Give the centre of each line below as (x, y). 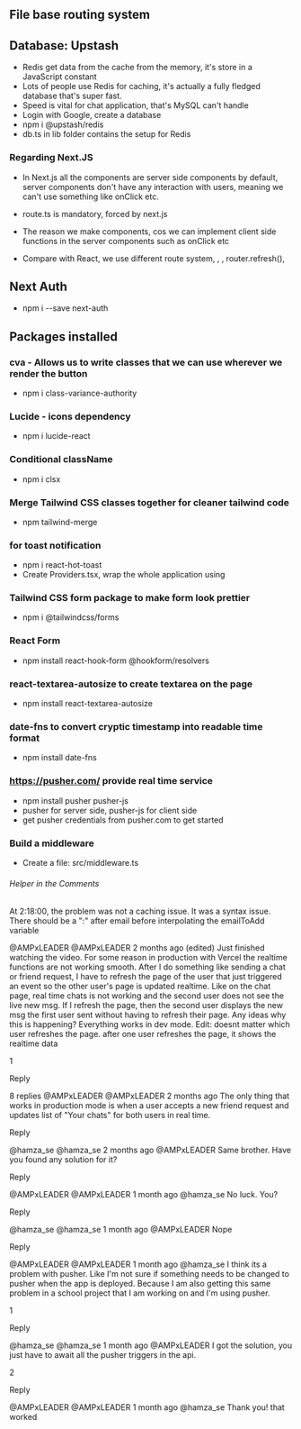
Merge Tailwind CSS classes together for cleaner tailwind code (150, 502)
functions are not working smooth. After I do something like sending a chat (147, 967)
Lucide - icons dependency (70, 416)
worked (23, 1417)
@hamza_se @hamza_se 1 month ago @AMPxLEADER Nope (121, 1230)
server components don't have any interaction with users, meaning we (153, 187)
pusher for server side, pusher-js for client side (110, 810)
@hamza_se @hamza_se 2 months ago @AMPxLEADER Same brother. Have (150, 1150)
